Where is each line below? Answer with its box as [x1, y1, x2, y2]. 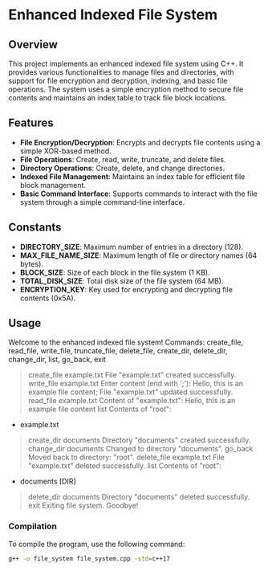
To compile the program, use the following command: [8, 539, 185, 549]
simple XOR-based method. [19, 146, 112, 156]
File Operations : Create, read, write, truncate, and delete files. [19, 154, 226, 164]
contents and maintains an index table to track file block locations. [8, 93, 227, 102]
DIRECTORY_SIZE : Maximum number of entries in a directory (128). [19, 242, 243, 251]
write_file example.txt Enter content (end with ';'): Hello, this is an [27, 379, 243, 389]
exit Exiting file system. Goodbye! [27, 500, 139, 511]
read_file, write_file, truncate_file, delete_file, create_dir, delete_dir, [8, 346, 228, 356]
